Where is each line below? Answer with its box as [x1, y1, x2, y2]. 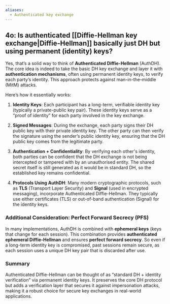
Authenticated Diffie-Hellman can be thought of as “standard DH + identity [5, 271, 161, 278]
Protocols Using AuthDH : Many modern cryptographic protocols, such [12, 180, 161, 186]
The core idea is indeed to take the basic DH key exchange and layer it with [5, 66, 163, 72]
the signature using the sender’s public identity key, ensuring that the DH [12, 133, 165, 139]
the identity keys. [12, 201, 49, 207]
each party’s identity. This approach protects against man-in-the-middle [5, 77, 156, 83]
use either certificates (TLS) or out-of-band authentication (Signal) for [12, 196, 159, 202]
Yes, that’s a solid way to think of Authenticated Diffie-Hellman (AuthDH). [5, 60, 161, 67]
